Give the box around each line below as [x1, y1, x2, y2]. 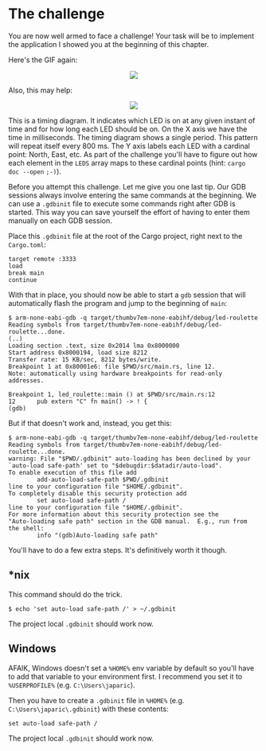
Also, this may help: [8, 85, 73, 95]
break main [8, 268, 45, 277]
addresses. [8, 376, 45, 385]
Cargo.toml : [8, 240, 46, 249]
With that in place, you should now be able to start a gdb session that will [8, 290, 246, 299]
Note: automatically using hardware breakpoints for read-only [8, 370, 223, 377]
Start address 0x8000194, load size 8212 [8, 348, 148, 357]
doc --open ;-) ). [8, 166, 62, 176]
